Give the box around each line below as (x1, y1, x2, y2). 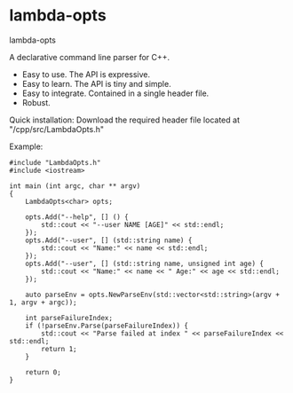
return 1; (41, 344, 77, 353)
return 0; (25, 367, 62, 377)
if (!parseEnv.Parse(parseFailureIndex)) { (25, 321, 189, 330)
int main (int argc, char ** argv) (9, 181, 141, 191)
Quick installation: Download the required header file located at (9, 114, 240, 125)
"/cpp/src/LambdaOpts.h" (9, 123, 105, 134)
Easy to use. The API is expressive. (21, 68, 151, 80)
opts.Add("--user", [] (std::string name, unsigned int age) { (25, 259, 265, 268)
